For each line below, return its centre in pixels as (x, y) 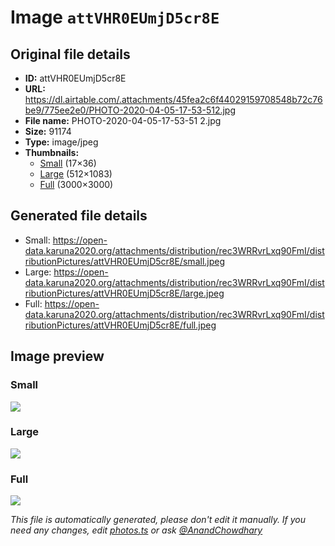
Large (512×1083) (76, 174)
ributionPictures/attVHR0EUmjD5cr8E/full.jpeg (120, 325)
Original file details (70, 54)
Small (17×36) (68, 163)
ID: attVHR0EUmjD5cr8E (75, 78)
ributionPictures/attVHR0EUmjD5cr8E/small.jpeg (125, 261)
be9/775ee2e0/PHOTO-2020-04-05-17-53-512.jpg (130, 110)
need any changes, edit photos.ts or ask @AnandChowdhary (136, 530)
